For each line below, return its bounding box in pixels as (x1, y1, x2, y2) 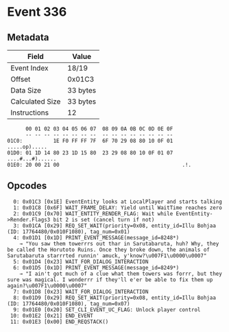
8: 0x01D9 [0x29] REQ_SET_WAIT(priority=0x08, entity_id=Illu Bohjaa (13, 294, 216, 301)
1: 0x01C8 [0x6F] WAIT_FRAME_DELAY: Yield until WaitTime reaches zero (13, 204, 223, 211)
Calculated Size (10, 97, 61, 106)
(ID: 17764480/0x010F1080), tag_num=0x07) (7, 300, 130, 307)
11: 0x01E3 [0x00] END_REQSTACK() (10, 318, 109, 325)
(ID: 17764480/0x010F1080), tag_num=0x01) (7, 228, 130, 235)
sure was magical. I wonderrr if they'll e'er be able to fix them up (7, 276, 213, 283)
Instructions (10, 108, 49, 117)
